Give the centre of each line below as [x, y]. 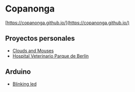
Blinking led [24, 84]
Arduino [18, 72]
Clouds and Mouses [33, 50]
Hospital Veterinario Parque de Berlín [50, 56]
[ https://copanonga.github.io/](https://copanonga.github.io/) [67, 23]
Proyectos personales [40, 38]
